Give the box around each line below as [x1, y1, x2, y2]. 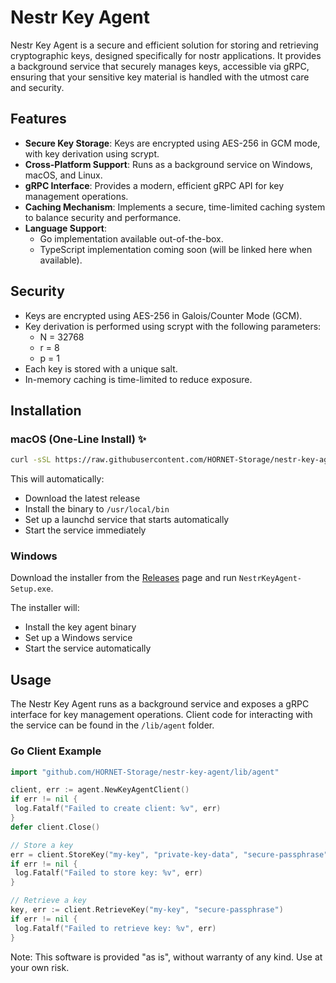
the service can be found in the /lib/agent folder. [10, 719, 215, 731]
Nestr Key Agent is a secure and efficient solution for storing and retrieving [10, 39, 319, 51]
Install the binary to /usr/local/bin [24, 503, 170, 515]
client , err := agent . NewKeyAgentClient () [10, 785, 190, 795]
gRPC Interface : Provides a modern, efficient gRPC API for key [24, 179, 285, 191]
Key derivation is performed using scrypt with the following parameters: [24, 320, 322, 332]
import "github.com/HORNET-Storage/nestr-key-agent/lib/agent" [10, 767, 280, 777]
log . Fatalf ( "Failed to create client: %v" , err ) [14, 804, 222, 814]
